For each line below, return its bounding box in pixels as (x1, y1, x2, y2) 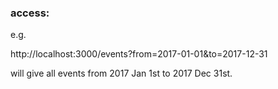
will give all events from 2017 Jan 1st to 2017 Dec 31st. (10, 67, 233, 80)
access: (10, 6, 50, 20)
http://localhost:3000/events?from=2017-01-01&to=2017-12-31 (10, 48, 268, 60)
